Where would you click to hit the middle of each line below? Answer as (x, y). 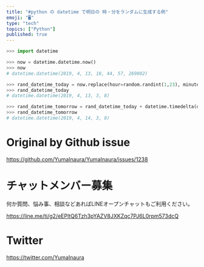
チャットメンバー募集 (59, 186)
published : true (27, 35)
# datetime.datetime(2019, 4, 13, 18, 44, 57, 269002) (77, 74)
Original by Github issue (68, 143)
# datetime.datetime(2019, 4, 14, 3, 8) (58, 118)
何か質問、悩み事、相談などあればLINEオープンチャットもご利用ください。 (100, 204)
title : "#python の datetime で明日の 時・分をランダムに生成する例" (87, 12)
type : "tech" (23, 23)
